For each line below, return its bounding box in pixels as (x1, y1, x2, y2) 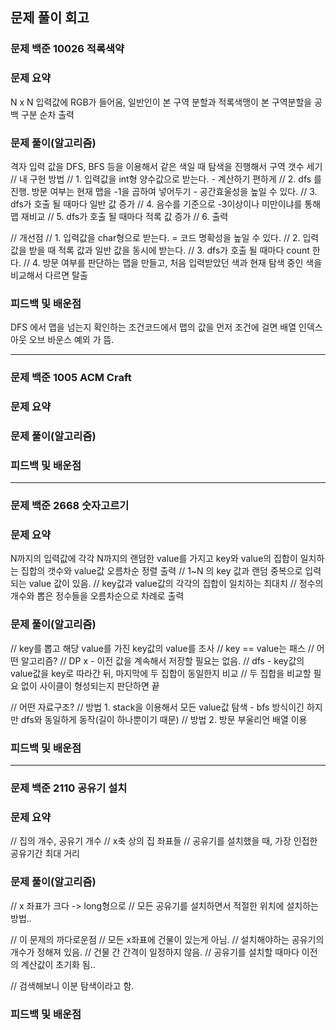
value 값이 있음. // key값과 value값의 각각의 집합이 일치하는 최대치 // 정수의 (28, 578, 324, 590)
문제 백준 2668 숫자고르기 (10, 499, 130, 513)
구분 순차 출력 (20, 108, 75, 120)
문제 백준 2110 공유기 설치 (10, 781, 128, 795)
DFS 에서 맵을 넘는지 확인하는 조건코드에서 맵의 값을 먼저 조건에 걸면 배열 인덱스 (10, 321, 323, 333)
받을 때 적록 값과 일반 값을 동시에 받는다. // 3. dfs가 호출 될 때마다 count (28, 244, 310, 256)
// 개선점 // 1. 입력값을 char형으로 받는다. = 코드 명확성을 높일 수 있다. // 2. (10, 231, 301, 243)
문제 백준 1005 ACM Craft (10, 371, 132, 385)
